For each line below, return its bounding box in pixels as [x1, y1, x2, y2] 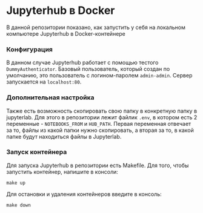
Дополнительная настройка [6, 93, 95, 102]
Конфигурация [6, 45, 53, 53]
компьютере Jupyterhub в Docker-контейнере [6, 30, 126, 37]
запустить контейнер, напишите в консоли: [6, 168, 118, 175]
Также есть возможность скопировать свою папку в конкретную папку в [6, 107, 198, 114]
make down [6, 202, 32, 208]
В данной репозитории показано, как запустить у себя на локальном [6, 24, 186, 31]
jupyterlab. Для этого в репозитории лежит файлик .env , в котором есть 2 [6, 113, 198, 121]
